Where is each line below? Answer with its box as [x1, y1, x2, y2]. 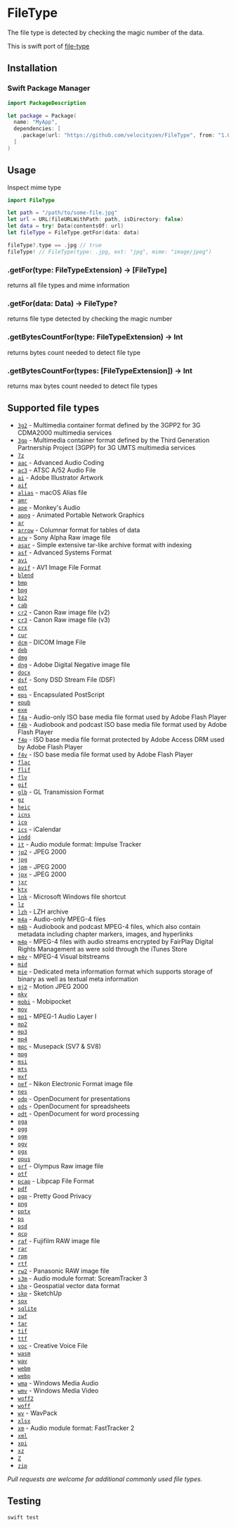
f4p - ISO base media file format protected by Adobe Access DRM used [17, 735, 225, 744]
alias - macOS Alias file [17, 488, 88, 497]
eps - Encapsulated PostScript [17, 690, 105, 699]
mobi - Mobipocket [17, 997, 72, 1005]
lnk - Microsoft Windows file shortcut [17, 892, 126, 901]
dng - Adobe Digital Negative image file [17, 660, 131, 668]
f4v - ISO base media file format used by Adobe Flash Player [17, 750, 193, 759]
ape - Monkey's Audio [17, 503, 81, 511]
